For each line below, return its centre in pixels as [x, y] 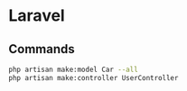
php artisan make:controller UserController [93, 77]
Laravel [37, 16]
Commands [42, 49]
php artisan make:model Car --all [74, 69]
